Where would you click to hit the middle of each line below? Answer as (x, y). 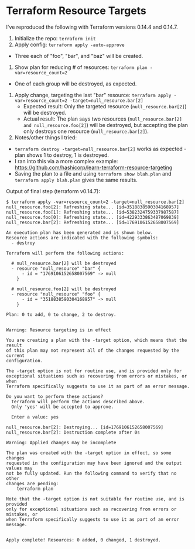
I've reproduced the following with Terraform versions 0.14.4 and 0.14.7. (92, 27)
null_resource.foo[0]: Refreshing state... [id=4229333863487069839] (93, 217)
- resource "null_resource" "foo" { (56, 294)
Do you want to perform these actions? (55, 396)
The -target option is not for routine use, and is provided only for (94, 371)
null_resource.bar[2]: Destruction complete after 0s (73, 432)
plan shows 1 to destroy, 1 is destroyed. (62, 155)
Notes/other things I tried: (46, 137)
